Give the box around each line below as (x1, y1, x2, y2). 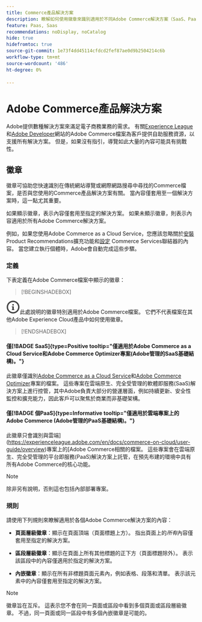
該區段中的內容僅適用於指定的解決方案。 (14, 557, 115, 564)
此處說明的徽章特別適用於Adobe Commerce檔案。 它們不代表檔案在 (20, 308, 188, 316)
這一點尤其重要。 (22, 197, 64, 204)
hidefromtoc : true (6, 42, 52, 48)
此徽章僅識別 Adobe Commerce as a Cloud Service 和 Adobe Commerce (6, 372, 182, 379)
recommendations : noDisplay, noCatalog (6, 29, 106, 35)
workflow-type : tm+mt (6, 54, 61, 60)
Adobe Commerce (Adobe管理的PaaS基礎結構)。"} (6, 417, 135, 425)
